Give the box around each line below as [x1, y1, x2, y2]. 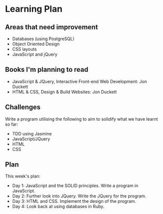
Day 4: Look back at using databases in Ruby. [12, 204, 104, 210]
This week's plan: [5, 173, 41, 179]
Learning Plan [5, 3, 63, 15]
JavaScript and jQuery [12, 51, 58, 57]
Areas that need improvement [5, 23, 98, 31]
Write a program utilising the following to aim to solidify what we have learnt [5, 116, 158, 122]
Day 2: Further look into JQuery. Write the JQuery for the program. [12, 193, 147, 199]
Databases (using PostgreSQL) [12, 36, 75, 42]
